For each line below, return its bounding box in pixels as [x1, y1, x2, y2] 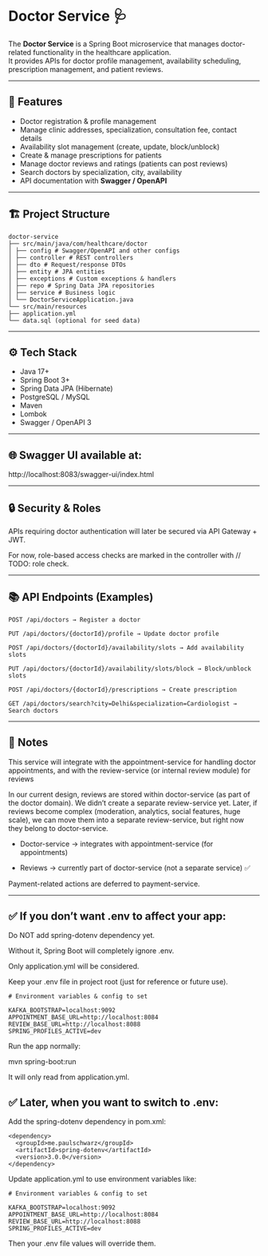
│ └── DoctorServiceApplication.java [8, 296, 134, 304]
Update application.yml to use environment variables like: [8, 1175, 197, 1184]
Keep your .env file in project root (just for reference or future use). [8, 977, 229, 987]
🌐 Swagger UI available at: [8, 448, 142, 462]
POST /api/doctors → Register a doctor [8, 615, 141, 624]
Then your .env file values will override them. [8, 1238, 156, 1248]
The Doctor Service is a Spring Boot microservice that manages [8, 38, 219, 49]
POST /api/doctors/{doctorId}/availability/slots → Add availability [8, 643, 245, 652]
